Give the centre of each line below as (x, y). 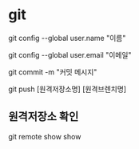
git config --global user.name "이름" (67, 38)
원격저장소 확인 (44, 117)
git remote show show (45, 136)
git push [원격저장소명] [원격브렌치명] (67, 89)
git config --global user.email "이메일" (70, 54)
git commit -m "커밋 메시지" (53, 72)
